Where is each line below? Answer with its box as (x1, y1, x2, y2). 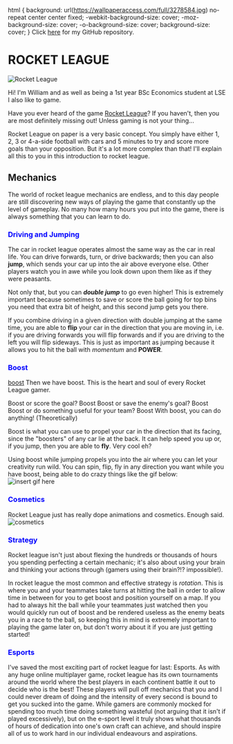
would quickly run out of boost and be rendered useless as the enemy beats (8, 608, 225, 616)
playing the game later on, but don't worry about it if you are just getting (8, 622, 213, 631)
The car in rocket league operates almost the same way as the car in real (8, 245, 216, 254)
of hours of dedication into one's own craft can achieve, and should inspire (8, 722, 222, 730)
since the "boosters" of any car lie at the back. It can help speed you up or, (8, 435, 222, 443)
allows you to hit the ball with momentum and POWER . (8, 346, 163, 354)
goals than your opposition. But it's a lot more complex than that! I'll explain (8, 145, 222, 153)
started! (8, 630, 30, 638)
